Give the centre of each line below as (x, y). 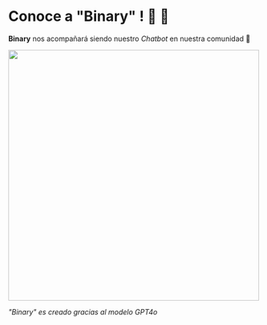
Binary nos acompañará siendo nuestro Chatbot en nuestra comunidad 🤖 (129, 39)
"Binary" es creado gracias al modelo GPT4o (83, 311)
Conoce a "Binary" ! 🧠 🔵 (89, 16)
